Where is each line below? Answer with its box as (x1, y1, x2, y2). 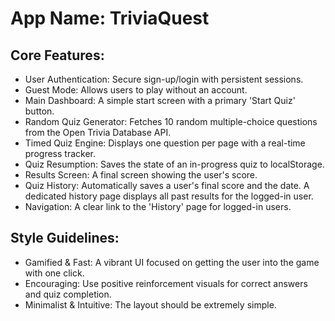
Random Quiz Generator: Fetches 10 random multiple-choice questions (24, 116, 318, 127)
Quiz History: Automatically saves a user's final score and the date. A (24, 180, 310, 191)
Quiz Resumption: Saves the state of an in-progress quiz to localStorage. (24, 158, 325, 170)
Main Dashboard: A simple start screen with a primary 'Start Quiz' (24, 95, 296, 106)
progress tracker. (24, 148, 96, 159)
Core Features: (10, 47, 105, 64)
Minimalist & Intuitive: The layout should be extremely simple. (24, 298, 277, 311)
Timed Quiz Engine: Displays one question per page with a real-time (24, 137, 306, 149)
